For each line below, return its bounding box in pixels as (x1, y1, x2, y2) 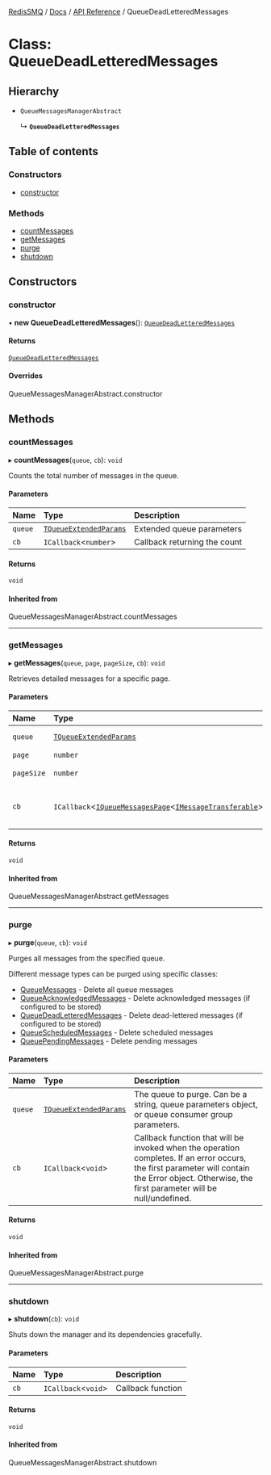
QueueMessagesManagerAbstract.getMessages (8, 892, 169, 901)
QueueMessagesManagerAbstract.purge (8, 1268, 144, 1278)
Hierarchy (8, 84, 60, 98)
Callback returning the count (134, 536, 243, 548)
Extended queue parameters (134, 523, 242, 534)
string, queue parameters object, (134, 1099, 258, 1110)
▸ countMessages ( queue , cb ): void (8, 455, 123, 464)
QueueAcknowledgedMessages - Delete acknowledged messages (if (19, 993, 251, 1002)
